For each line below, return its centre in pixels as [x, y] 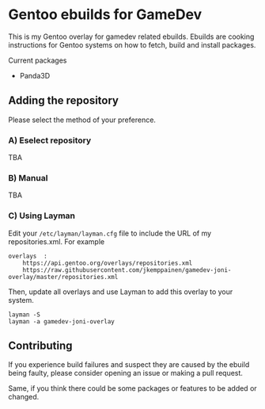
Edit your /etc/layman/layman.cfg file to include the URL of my [110, 233]
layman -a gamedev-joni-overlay [61, 321]
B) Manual [28, 178]
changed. [24, 397]
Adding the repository [63, 101]
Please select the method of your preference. [82, 120]
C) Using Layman [42, 216]
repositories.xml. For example [57, 241]
